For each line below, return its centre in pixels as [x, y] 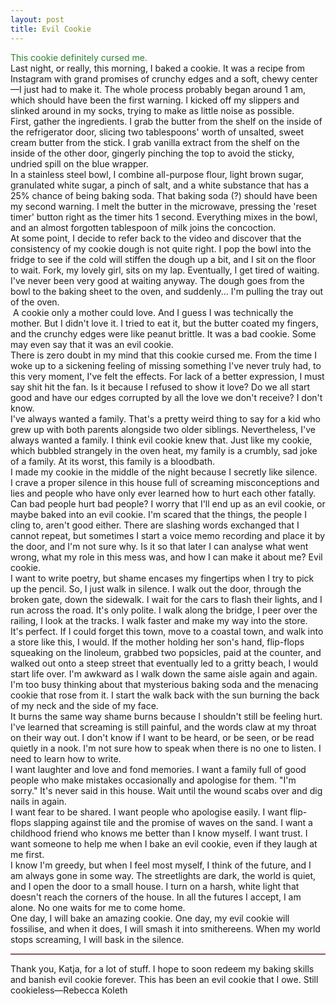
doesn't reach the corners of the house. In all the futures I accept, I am [156, 897]
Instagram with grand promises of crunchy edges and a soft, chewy [150, 78]
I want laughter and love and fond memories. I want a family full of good [158, 769]
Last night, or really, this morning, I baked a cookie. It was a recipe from [158, 68]
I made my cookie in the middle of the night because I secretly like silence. [164, 472]
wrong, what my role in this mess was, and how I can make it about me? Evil [166, 557]
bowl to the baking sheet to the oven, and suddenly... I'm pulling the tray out [167, 291]
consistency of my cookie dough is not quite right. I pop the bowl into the [161, 248]
